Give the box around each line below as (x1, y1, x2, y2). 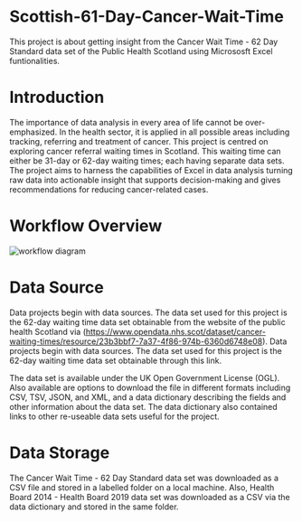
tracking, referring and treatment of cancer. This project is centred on (9, 135, 269, 146)
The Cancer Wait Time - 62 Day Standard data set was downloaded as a (9, 472, 278, 483)
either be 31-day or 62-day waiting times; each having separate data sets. (9, 155, 285, 166)
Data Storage (9, 442, 110, 462)
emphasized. (9, 126, 58, 137)
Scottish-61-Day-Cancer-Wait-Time (9, 6, 285, 27)
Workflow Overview (9, 216, 163, 237)
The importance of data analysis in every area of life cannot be (9, 116, 244, 127)
